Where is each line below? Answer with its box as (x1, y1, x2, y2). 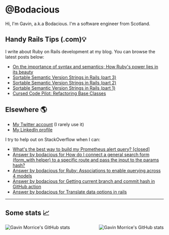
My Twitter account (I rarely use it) (12, 121, 84, 127)
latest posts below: (5, 54, 44, 60)
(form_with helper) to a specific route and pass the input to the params (12, 157, 159, 163)
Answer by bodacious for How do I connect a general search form (12, 151, 150, 157)
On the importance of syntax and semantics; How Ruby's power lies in (12, 63, 158, 69)
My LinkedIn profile (12, 127, 53, 133)
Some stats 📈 (5, 208, 50, 217)
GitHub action (12, 183, 41, 189)
